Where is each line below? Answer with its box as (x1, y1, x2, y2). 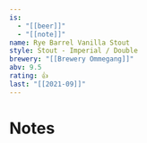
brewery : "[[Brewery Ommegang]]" (9, 55, 134, 63)
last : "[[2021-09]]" (9, 80, 87, 88)
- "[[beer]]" (17, 21, 66, 30)
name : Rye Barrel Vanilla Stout (9, 38, 130, 47)
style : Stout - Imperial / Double (9, 46, 139, 55)
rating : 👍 (9, 71, 49, 80)
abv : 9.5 (9, 63, 42, 72)
